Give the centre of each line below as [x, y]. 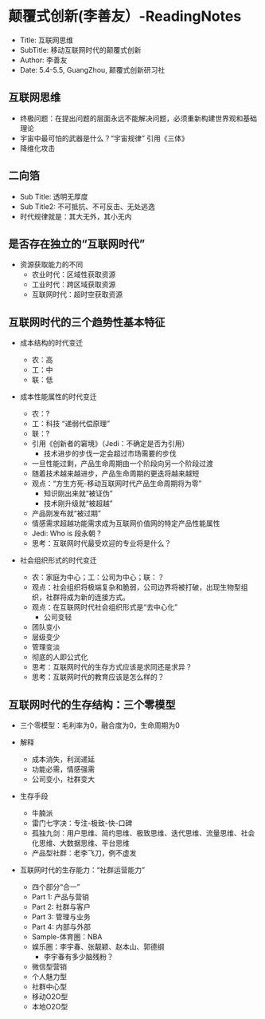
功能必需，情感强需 [63, 769]
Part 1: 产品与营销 [60, 897]
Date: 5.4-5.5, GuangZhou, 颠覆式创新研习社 [92, 69]
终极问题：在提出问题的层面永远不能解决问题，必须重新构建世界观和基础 [138, 118]
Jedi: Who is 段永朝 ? [66, 533]
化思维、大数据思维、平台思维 [80, 843]
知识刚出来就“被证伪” [78, 494]
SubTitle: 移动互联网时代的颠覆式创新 [80, 49]
